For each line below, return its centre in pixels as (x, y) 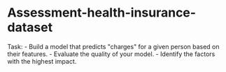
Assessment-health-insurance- (102, 13)
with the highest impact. (42, 61)
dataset (30, 27)
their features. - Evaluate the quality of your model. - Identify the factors (111, 54)
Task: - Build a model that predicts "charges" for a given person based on (113, 46)
